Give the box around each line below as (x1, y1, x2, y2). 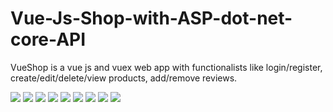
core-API (10, 28, 87, 51)
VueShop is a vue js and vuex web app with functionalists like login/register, (10, 61, 323, 73)
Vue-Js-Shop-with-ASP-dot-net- (10, 7, 293, 30)
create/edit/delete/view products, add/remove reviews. (10, 72, 238, 84)
